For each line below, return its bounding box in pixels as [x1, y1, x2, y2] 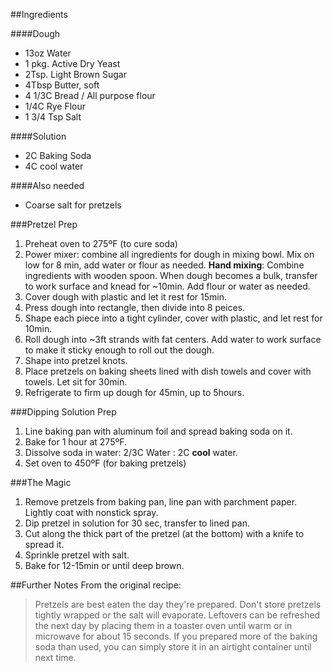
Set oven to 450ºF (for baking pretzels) [24, 457, 187, 469]
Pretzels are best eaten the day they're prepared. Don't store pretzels [34, 599, 322, 610]
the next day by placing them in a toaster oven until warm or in [34, 620, 293, 631]
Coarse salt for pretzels [24, 199, 122, 211]
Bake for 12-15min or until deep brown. [24, 560, 185, 571]
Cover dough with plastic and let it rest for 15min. [24, 291, 227, 303]
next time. [34, 652, 77, 663]
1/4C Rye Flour [24, 100, 87, 112]
